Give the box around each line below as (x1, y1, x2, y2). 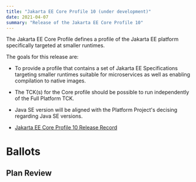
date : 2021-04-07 (6, 14, 49, 20)
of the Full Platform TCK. (14, 95, 75, 102)
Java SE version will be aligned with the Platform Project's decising (14, 107, 178, 114)
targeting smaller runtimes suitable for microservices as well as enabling (14, 71, 190, 78)
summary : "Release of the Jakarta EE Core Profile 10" (6, 19, 144, 25)
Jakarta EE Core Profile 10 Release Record (14, 124, 118, 131)
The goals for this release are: (6, 54, 79, 61)
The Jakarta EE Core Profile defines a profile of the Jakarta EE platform (6, 36, 179, 43)
